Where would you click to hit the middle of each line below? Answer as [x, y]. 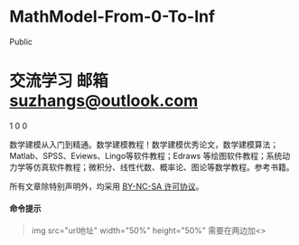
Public [21, 42]
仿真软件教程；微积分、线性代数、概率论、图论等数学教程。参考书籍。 [164, 167]
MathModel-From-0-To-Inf [112, 17]
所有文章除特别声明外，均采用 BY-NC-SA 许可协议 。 [107, 186]
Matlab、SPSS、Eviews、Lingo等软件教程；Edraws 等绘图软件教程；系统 [146, 155]
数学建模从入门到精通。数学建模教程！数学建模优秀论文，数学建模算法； [144, 144]
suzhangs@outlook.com [104, 101]
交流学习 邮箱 [59, 81]
